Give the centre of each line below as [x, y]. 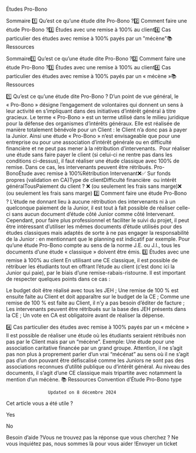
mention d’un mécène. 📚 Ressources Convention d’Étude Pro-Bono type [94, 379]
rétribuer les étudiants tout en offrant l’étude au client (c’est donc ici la [90, 266]
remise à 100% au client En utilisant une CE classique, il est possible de [92, 260]
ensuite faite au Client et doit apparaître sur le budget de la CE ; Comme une [98, 297]
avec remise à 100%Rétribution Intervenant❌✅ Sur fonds [102, 173]
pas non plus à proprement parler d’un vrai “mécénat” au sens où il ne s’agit [97, 354]
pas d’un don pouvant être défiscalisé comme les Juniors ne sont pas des [95, 360]
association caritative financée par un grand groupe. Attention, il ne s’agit [94, 348]
